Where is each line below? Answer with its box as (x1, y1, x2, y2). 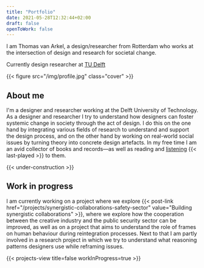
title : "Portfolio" (6, 9, 56, 15)
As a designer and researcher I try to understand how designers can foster (6, 113, 194, 121)
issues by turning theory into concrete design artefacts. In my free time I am (6, 139, 197, 146)
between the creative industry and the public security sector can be (6, 217, 177, 224)
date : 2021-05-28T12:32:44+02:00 (6, 15, 91, 21)
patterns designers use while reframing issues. (6, 242, 124, 250)
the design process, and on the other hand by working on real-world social (6, 132, 194, 140)
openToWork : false (6, 26, 53, 32)
